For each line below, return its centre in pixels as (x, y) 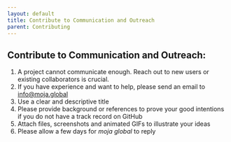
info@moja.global (43, 94)
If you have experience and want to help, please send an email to (111, 87)
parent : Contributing (39, 27)
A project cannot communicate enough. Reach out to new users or (113, 72)
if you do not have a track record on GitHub (80, 117)
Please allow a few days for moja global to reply (86, 132)
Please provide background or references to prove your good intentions (121, 109)
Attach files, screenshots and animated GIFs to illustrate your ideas (114, 124)
